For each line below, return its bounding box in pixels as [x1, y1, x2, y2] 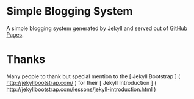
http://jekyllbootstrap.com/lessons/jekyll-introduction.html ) [6, 86, 156, 93]
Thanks [6, 53, 46, 67]
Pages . [6, 31, 24, 38]
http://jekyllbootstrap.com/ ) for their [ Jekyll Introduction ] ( [6, 79, 157, 86]
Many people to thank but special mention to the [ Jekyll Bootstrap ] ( [6, 72, 181, 80]
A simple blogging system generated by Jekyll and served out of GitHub [6, 24, 188, 32]
